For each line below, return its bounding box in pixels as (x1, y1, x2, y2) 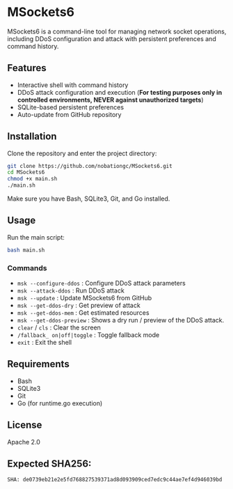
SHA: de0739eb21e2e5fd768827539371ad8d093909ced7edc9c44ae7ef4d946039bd (7, 476, 223, 483)
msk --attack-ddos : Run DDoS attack (17, 286, 125, 295)
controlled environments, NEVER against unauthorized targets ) (17, 95, 204, 104)
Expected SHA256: (7, 458, 92, 470)
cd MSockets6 (7, 169, 45, 176)
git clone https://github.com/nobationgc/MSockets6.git (7, 162, 172, 169)
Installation (7, 130, 57, 143)
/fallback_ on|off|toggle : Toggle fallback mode (17, 331, 160, 339)
